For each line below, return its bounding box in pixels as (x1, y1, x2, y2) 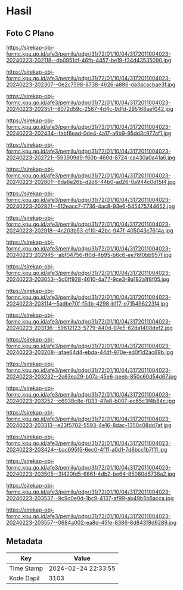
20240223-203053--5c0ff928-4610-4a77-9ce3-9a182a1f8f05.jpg (6, 276, 170, 283)
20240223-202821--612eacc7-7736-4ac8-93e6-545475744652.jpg (6, 202, 175, 210)
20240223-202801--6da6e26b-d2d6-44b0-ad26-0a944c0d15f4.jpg (6, 178, 176, 185)
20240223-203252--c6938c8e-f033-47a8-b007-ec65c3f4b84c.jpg (6, 397, 175, 404)
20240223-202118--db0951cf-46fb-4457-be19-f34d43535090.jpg (6, 57, 172, 63)
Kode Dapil (9, 574, 40, 582)
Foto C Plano (6, 28, 54, 38)
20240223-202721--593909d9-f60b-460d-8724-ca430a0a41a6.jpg (6, 154, 176, 161)
